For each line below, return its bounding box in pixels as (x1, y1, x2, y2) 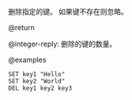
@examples (8, 55, 47, 64)
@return (8, 23, 36, 32)
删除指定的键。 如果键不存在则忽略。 (8, 7, 128, 16)
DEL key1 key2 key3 (8, 84, 73, 92)
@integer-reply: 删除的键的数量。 (8, 39, 117, 48)
